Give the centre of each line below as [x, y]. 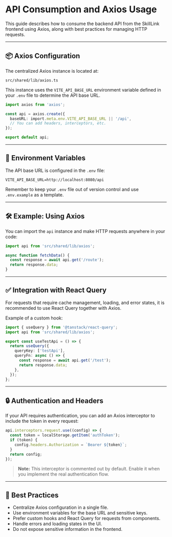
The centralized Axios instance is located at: [52, 71]
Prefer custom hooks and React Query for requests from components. [87, 519]
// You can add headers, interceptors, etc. [58, 123]
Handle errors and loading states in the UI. [57, 524]
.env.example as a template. [35, 195]
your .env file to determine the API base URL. [53, 95]
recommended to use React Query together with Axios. [63, 308]
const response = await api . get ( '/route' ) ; [57, 260]
